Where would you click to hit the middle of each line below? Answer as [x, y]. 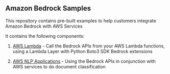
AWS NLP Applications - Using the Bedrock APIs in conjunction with [84, 61]
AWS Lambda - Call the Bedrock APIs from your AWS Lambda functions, [89, 46]
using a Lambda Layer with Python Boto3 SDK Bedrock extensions [82, 51]
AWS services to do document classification [59, 66]
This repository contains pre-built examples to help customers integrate [81, 20]
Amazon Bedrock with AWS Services [44, 26]
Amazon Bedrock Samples [48, 8]
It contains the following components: [45, 36]
